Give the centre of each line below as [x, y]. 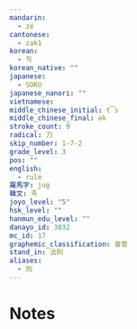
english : [26, 169]
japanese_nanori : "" [48, 93]
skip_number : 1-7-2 [46, 143]
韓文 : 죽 [23, 194]
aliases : [26, 261]
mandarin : [28, 18]
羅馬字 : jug [30, 186]
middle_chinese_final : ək [58, 118]
